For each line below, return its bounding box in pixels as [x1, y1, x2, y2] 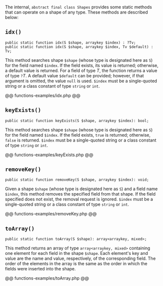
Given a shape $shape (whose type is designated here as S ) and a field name [5, 186, 158, 192]
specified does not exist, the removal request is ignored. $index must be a [5, 197, 153, 202]
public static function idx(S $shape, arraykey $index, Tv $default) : [5, 44, 153, 49]
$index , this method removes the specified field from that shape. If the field [5, 191, 156, 197]
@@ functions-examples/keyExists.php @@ [5, 152, 93, 158]
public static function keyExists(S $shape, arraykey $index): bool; [5, 118, 149, 123]
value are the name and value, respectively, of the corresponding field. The [5, 255, 156, 262]
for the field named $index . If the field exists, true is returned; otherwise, [5, 132, 151, 138]
